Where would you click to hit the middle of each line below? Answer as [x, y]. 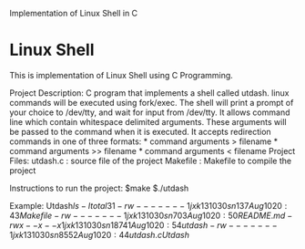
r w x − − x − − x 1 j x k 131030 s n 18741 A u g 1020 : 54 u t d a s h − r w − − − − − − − [143, 225]
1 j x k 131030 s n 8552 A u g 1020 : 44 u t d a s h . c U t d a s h [99, 234]
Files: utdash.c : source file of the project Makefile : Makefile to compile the [151, 161]
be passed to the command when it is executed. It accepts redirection [140, 131]
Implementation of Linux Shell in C [74, 13]
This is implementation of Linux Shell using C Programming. [122, 75]
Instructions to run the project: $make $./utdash [99, 188]
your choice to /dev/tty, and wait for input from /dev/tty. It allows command [150, 112]
